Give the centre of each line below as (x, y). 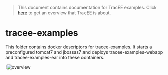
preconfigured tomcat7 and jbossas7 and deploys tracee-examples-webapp (84, 52)
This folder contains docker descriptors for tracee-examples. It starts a (79, 47)
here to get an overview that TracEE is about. (64, 13)
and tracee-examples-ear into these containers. (55, 57)
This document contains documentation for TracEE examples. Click (87, 7)
